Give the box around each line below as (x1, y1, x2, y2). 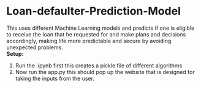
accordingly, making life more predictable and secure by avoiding (6, 37, 172, 44)
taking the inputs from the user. (15, 75, 95, 82)
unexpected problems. (6, 44, 63, 51)
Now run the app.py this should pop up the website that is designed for (15, 68, 195, 75)
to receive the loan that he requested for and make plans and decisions (6, 30, 186, 38)
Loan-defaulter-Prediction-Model (6, 4, 181, 18)
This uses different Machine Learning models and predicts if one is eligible (6, 24, 195, 32)
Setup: (6, 50, 24, 57)
